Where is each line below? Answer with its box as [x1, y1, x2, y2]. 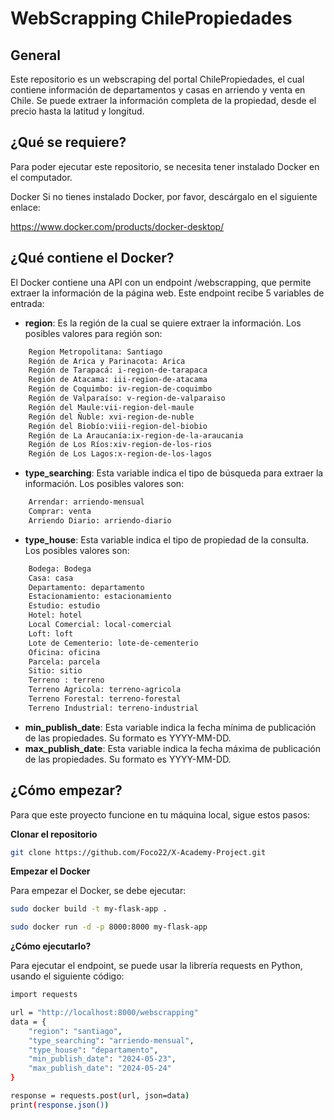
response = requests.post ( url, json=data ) [10, 1091, 190, 1101]
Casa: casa [28, 573, 74, 583]
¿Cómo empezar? [10, 782, 123, 799]
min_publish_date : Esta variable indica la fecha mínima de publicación [24, 721, 317, 733]
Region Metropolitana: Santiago [28, 347, 163, 357]
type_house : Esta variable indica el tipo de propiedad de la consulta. [24, 533, 309, 546]
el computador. [10, 171, 73, 183]
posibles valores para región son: [24, 327, 163, 339]
